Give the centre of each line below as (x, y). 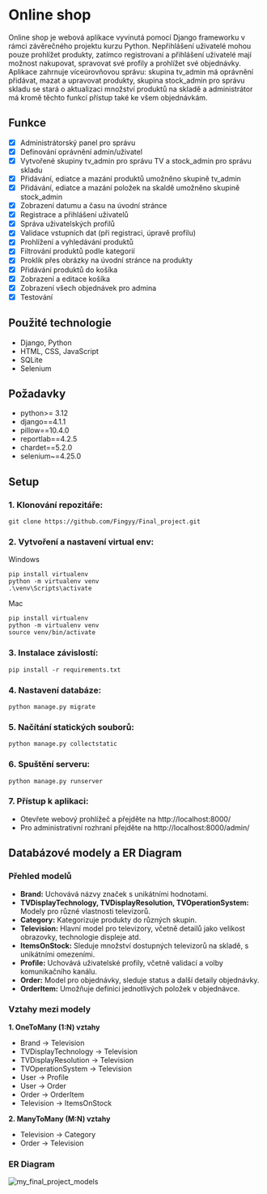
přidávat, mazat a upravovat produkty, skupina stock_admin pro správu (127, 80)
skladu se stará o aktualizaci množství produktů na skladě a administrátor (131, 89)
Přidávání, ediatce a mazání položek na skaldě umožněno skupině (130, 188)
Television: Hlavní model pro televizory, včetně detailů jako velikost (132, 928)
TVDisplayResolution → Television (77, 1060)
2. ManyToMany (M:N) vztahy (59, 1119)
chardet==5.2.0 (46, 448)
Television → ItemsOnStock (66, 1102)
